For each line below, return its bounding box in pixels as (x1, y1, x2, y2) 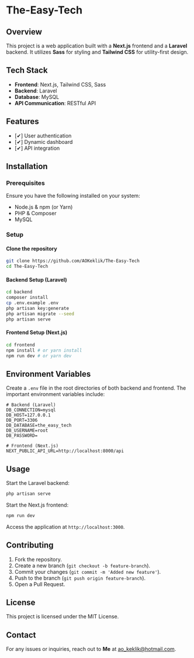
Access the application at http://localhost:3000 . (6, 523, 125, 530)
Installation (6, 161, 48, 171)
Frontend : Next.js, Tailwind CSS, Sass (14, 81, 106, 88)
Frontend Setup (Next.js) (6, 329, 68, 336)
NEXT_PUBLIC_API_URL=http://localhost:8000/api (6, 448, 124, 454)
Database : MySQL (14, 93, 60, 100)
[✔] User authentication (14, 132, 72, 139)
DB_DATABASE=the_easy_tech (6, 422, 72, 429)
